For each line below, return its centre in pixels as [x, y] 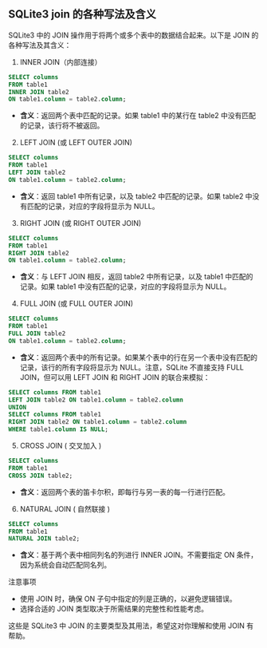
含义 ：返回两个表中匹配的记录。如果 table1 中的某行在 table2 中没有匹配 [138, 116]
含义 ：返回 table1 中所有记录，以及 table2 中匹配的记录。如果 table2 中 [136, 196]
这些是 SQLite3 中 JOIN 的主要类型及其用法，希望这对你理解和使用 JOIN [126, 626]
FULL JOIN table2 [37, 334]
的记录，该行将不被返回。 [62, 125]
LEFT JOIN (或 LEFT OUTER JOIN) [76, 143]
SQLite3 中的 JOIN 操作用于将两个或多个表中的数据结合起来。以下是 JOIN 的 [133, 35]
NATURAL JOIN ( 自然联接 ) [65, 508]
